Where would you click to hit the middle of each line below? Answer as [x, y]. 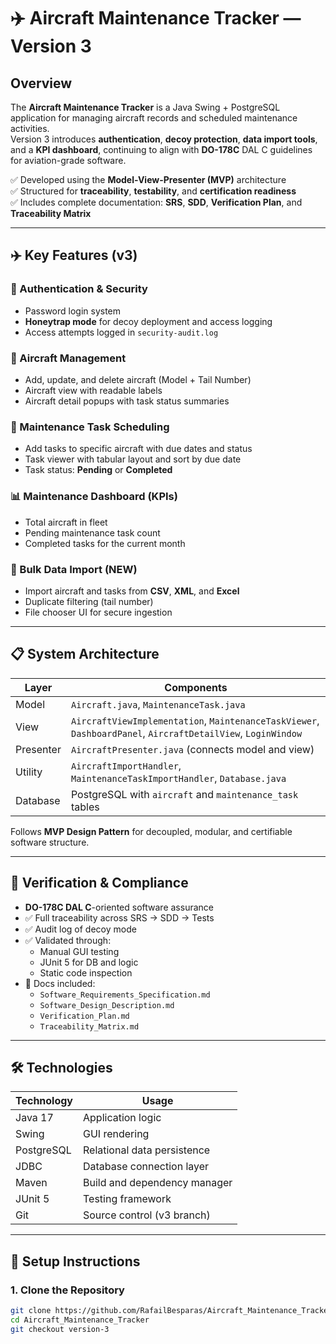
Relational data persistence [147, 1150]
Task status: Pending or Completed [98, 470]
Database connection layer [146, 1167]
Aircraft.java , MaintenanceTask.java [158, 704]
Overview [41, 83]
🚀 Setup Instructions [75, 1261]
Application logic [122, 1118]
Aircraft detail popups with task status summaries [127, 401]
